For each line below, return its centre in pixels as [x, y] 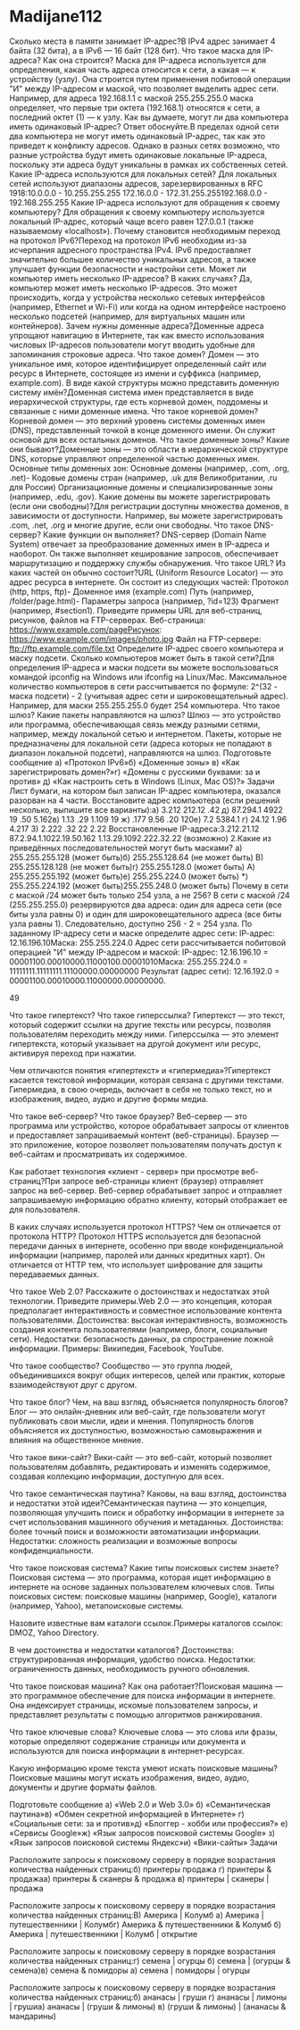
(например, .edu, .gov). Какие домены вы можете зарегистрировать [140, 497]
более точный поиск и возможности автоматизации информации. [135, 1531]
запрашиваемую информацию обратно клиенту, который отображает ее [149, 1199]
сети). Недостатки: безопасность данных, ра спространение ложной [142, 1339]
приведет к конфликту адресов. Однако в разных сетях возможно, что [145, 146]
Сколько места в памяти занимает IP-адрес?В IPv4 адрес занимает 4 [142, 41]
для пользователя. [45, 1209]
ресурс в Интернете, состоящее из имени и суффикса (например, [135, 373]
